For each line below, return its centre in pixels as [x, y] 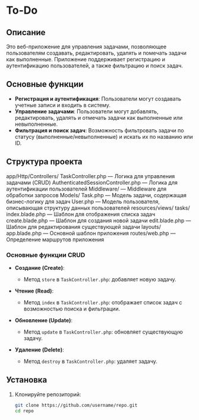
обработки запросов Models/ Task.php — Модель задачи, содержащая [97, 195]
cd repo [24, 411]
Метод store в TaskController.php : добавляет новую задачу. [100, 279]
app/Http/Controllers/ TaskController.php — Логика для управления [91, 176]
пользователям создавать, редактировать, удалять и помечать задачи [97, 53]
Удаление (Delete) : [39, 350]
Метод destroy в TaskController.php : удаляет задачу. [90, 361]
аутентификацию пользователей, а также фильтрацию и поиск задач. [94, 66]
